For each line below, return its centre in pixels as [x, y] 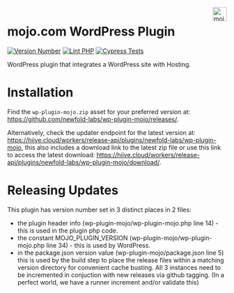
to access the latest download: [51, 155]
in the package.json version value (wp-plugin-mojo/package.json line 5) [120, 253]
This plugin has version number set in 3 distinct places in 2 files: [99, 209]
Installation [40, 93]
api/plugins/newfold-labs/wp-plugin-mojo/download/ [84, 162]
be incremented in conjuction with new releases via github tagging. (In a [121, 275]
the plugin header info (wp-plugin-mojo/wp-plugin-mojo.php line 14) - [118, 223]
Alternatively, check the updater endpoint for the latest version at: [102, 132]
